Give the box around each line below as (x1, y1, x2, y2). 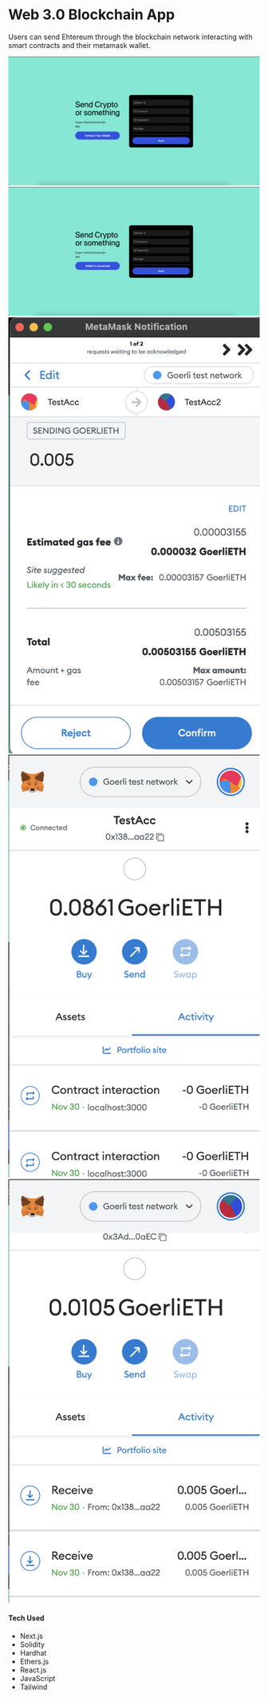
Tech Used (8, 1613, 45, 1623)
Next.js (19, 1632, 44, 1641)
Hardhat (19, 1648, 47, 1658)
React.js (19, 1665, 47, 1675)
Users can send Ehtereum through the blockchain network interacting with (8, 32, 253, 42)
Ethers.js (19, 1656, 49, 1667)
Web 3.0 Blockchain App (8, 6, 175, 24)
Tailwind (19, 1682, 48, 1692)
